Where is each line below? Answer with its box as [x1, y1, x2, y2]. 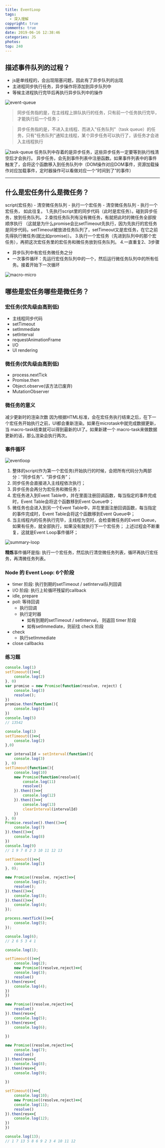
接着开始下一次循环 [21, 262, 60, 268]
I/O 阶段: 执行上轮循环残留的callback [12, 587, 87, 593]
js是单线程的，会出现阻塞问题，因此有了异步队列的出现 [12, 77, 124, 83]
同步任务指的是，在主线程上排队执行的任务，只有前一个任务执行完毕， [17, 109, 160, 116]
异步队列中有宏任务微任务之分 [12, 250, 73, 255]
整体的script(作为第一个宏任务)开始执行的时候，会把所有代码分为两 [12, 467, 148, 473]
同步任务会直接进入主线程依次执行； [12, 480, 86, 486]
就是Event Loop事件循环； [25, 529, 79, 535]
